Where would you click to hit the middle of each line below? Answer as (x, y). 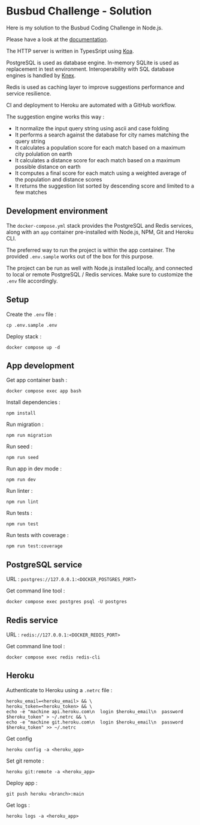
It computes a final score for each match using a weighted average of (101, 173)
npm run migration (29, 436)
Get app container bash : (37, 380)
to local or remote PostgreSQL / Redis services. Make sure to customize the (99, 274)
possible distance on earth (48, 166)
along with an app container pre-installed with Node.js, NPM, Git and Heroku (100, 232)
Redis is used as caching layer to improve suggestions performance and (95, 87)
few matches (31, 192)
